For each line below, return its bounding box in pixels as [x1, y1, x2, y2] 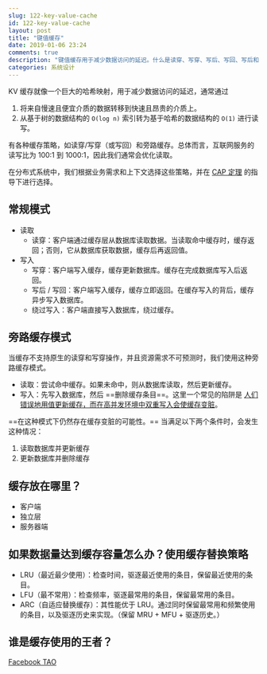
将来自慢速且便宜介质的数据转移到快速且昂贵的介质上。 [19, 103, 201, 112]
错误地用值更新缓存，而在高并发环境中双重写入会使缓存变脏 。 [19, 400, 222, 409]
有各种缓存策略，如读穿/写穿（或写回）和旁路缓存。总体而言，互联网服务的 [8, 140, 255, 150]
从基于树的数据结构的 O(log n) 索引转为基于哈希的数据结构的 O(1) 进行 [19, 113, 252, 123]
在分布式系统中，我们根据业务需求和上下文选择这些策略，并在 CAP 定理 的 [8, 167, 252, 176]
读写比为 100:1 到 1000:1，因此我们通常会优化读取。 [8, 150, 177, 159]
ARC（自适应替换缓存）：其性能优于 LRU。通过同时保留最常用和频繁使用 [19, 600, 256, 609]
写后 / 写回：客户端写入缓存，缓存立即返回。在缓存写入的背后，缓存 [31, 284, 254, 295]
